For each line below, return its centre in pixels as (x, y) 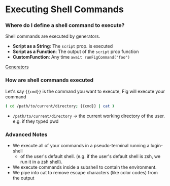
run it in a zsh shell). (41, 162)
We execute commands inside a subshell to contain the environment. (84, 167)
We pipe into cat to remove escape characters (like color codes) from (85, 172)
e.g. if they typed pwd (36, 121)
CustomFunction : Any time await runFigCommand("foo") (71, 57)
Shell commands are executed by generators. (53, 36)
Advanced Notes (26, 135)
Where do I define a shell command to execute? (65, 25)
